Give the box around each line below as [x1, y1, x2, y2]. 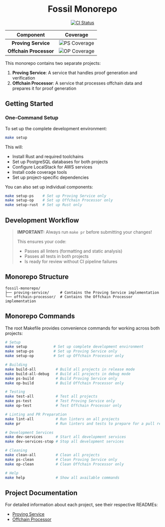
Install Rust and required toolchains [12, 153, 84, 159]
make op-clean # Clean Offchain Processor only [5, 462, 124, 467]
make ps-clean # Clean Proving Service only [5, 457, 118, 462]
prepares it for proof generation [12, 85, 77, 91]
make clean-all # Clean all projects [5, 453, 100, 458]
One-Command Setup [5, 114, 58, 121]
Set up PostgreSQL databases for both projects [12, 159, 108, 165]
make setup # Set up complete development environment [5, 344, 144, 349]
